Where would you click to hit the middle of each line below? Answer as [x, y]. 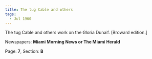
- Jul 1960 [21, 19]
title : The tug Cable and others [39, 10]
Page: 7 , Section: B [24, 51]
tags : [11, 14]
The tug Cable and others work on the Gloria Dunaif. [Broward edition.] [76, 33]
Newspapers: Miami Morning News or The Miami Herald [63, 42]
